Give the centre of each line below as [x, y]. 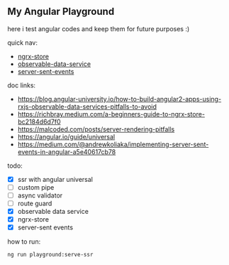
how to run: [24, 242]
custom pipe [36, 187]
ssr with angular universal [55, 179]
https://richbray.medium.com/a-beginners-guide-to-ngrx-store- [111, 114]
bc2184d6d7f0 [39, 121]
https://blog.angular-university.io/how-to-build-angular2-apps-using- [119, 99]
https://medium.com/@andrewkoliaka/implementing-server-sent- [113, 144]
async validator [40, 195]
